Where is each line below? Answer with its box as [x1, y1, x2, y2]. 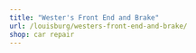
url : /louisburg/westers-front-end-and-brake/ [9, 22, 188, 31]
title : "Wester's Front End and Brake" [9, 13, 160, 22]
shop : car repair [9, 30, 75, 39]
